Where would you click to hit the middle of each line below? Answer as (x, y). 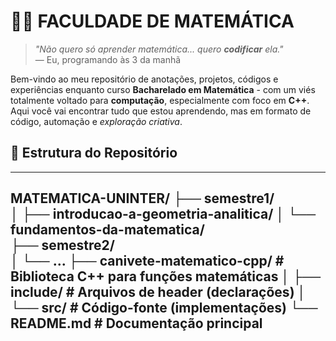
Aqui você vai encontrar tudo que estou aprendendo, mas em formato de (161, 111)
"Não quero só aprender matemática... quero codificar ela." (159, 49)
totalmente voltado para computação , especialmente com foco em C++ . (160, 100)
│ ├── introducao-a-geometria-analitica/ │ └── (163, 214)
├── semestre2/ (62, 245)
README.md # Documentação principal (136, 323)
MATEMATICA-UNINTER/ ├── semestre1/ (142, 198)
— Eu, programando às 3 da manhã (108, 59)
